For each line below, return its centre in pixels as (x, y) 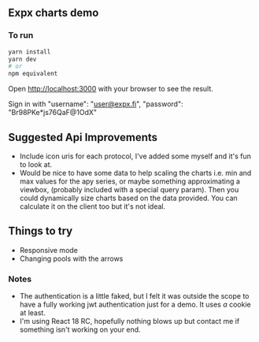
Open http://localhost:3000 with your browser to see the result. (111, 89)
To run (21, 35)
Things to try (41, 231)
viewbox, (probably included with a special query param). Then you (129, 190)
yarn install (30, 52)
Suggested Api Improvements (83, 137)
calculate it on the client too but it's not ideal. (92, 206)
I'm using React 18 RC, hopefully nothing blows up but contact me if (129, 322)
